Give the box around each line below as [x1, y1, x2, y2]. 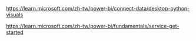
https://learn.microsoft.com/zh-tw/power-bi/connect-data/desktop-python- [6, 5, 190, 12]
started [6, 29, 24, 36]
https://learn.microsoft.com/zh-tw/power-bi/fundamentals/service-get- [6, 23, 180, 29]
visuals [6, 11, 24, 18]
